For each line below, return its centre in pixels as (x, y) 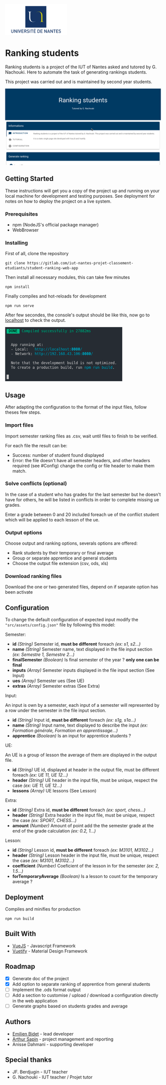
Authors (18, 1022)
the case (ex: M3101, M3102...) (43, 861)
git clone (15, 263)
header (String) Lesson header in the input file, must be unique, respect (85, 855)
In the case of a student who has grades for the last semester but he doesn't (83, 494)
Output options (24, 532)
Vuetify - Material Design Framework (50, 951)
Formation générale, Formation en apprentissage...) (65, 731)
